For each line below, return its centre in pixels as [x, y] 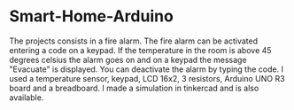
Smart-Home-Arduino [92, 16]
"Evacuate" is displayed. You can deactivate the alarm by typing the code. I [146, 69]
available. [27, 97]
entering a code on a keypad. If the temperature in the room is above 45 [140, 50]
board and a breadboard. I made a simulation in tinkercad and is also [134, 88]
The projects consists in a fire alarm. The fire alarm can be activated [134, 41]
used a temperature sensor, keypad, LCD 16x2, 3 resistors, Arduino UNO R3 [147, 78]
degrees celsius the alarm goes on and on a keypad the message [128, 59]
